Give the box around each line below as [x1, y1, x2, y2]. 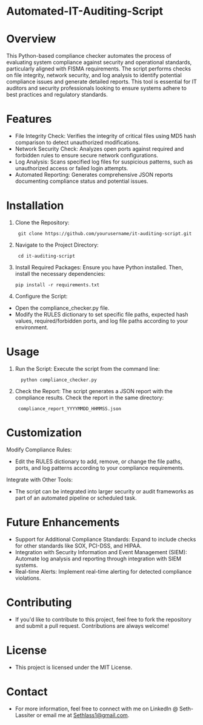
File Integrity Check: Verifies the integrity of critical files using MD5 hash [15, 132, 196, 140]
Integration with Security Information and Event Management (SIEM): [15, 548, 187, 555]
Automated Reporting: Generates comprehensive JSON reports [15, 171, 173, 179]
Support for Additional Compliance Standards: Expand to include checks [15, 535, 196, 543]
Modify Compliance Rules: [6, 445, 72, 453]
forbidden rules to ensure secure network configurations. [15, 152, 159, 159]
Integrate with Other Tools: [6, 476, 73, 483]
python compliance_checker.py [21, 377, 97, 383]
